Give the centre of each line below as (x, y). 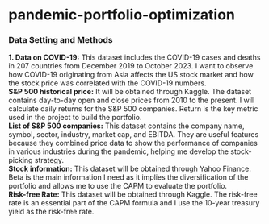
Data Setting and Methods (61, 40)
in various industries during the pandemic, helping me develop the (118, 151)
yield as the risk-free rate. (51, 212)
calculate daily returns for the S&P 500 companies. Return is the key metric (133, 109)
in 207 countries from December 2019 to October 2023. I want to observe (131, 66)
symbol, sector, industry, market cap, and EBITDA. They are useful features (134, 135)
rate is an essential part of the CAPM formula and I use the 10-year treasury (134, 203)
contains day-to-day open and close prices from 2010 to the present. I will (132, 100)
